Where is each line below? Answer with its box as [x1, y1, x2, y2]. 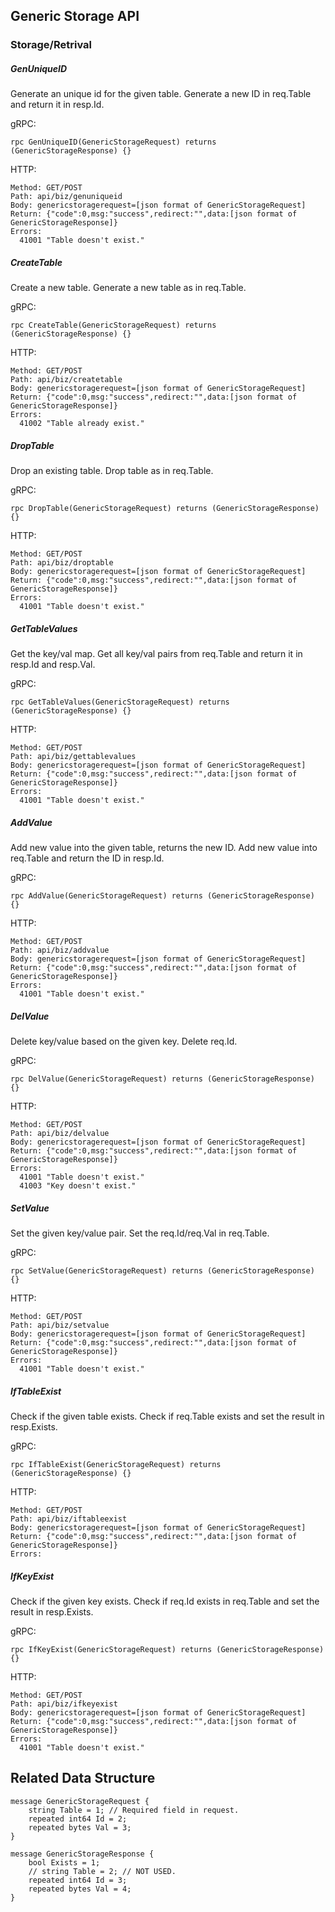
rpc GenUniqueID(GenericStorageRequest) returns [10, 137, 217, 148]
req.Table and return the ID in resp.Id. [10, 852, 165, 864]
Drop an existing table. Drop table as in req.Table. [10, 465, 214, 477]
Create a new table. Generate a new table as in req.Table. [10, 282, 247, 294]
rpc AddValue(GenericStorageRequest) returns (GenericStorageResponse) [10, 891, 315, 901]
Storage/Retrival [10, 38, 92, 52]
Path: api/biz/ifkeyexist [10, 1699, 118, 1709]
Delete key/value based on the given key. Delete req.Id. [10, 1035, 238, 1048]
